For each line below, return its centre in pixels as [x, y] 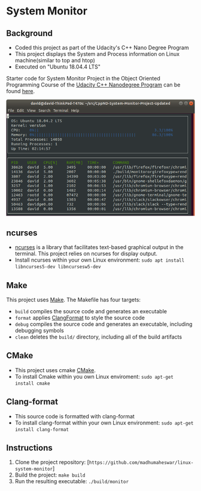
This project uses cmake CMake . [55, 370]
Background [29, 33]
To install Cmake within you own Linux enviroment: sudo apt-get [94, 376]
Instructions [29, 448]
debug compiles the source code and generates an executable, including [103, 324]
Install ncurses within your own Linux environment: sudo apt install [100, 260]
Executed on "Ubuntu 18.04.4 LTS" [57, 67]
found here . [20, 91]
